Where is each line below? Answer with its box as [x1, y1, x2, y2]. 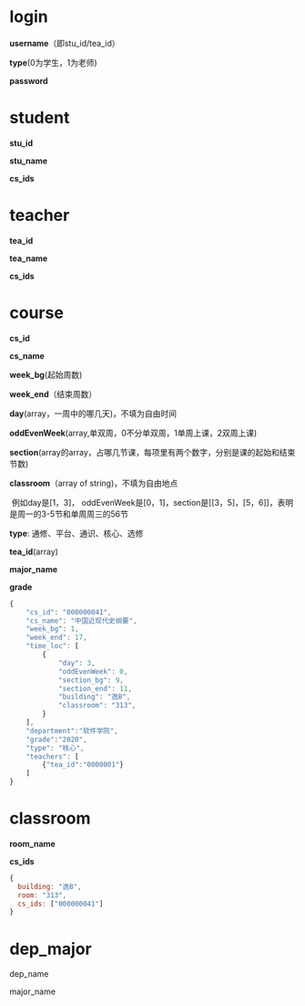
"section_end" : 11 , [57, 684, 132, 693]
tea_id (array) [9, 546, 59, 557]
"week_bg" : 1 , [25, 624, 79, 634]
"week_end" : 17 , [25, 633, 88, 643]
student [9, 108, 70, 129]
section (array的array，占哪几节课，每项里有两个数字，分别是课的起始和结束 [9, 446, 296, 457]
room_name [9, 838, 56, 849]
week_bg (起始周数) [9, 369, 83, 380]
